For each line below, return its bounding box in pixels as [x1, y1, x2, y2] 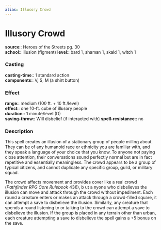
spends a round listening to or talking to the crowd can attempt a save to [5, 205, 150, 211]
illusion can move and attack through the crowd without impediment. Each [5, 189, 153, 195]
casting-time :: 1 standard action [5, 72, 69, 78]
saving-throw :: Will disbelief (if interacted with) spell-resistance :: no [5, 116, 144, 122]
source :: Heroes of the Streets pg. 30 [5, 44, 80, 50]
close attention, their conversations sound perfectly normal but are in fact [5, 154, 152, 160]
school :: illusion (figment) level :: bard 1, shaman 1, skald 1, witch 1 [5, 49, 136, 55]
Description [5, 128, 33, 135]
